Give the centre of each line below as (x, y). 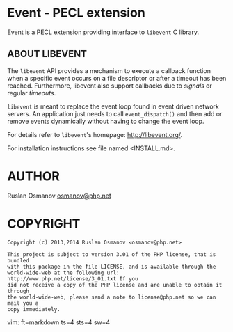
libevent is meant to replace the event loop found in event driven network (113, 106)
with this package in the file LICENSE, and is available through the (112, 267)
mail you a (23, 303)
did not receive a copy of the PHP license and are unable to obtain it (115, 285)
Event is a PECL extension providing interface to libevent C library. (103, 32)
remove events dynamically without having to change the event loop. (106, 121)
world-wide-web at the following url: (63, 273)
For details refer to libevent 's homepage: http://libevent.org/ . (95, 134)
